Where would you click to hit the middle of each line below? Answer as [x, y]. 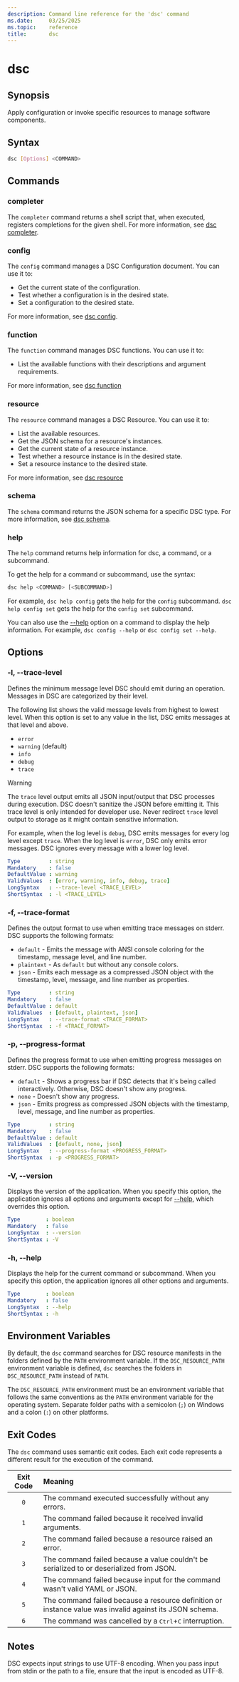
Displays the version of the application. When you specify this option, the [115, 1192]
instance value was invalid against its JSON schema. [131, 1609]
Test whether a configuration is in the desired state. [93, 295]
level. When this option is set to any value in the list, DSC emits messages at [119, 717]
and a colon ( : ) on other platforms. [58, 1413]
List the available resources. [59, 433]
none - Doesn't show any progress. [68, 1096]
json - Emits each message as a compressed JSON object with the [116, 972]
